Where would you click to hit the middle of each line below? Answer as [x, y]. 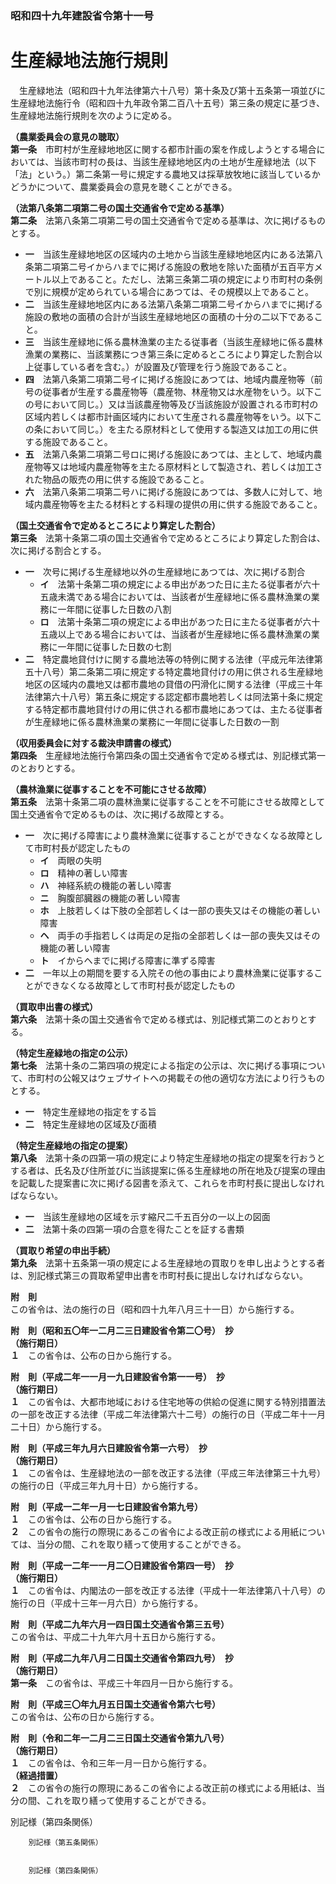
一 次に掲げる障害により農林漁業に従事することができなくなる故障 [165, 835]
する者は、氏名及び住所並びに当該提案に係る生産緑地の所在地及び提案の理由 [168, 1170]
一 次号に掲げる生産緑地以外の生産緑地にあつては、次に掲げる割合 [165, 571]
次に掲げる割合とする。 [58, 550]
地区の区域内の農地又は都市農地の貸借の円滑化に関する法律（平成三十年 [173, 684]
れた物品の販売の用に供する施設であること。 [117, 479]
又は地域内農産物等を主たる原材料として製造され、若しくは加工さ [187, 466]
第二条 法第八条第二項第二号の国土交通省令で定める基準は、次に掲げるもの [168, 220]
